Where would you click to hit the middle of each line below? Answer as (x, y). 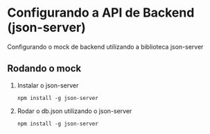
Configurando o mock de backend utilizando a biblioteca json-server (105, 47)
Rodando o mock (44, 68)
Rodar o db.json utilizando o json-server (75, 111)
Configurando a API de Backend (101, 13)
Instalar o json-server (48, 85)
